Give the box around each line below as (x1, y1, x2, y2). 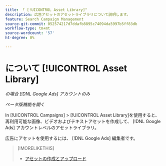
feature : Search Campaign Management (5, 16, 84, 21)
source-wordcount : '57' (5, 30, 55, 35)
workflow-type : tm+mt (5, 26, 50, 31)
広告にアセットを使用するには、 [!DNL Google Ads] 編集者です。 (5, 135, 138, 141)
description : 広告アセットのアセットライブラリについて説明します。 (5, 12, 131, 17)
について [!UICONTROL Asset (5, 63, 127, 74)
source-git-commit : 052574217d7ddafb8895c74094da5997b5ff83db (5, 21, 137, 26)
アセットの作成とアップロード (24, 155, 86, 161)
